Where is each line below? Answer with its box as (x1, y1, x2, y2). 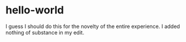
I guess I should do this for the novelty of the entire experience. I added (5, 23, 180, 30)
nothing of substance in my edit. (5, 29, 84, 36)
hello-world (5, 3, 65, 17)
